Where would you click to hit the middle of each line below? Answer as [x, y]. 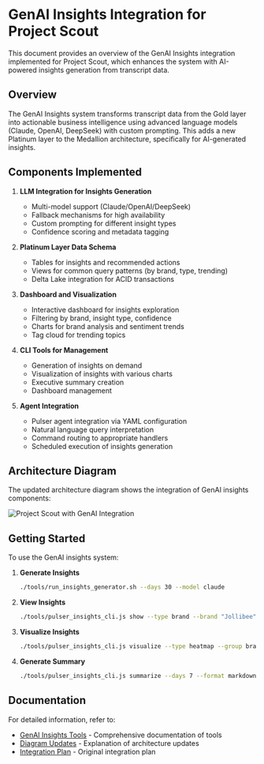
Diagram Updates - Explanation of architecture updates [109, 743]
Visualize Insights [50, 631]
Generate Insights [50, 573]
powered [22, 69]
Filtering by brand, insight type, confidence [101, 318]
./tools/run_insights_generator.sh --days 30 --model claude [122, 587]
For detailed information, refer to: [62, 719]
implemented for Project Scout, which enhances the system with [113, 62]
